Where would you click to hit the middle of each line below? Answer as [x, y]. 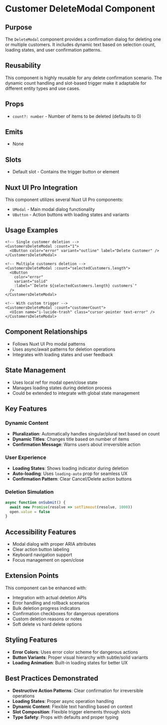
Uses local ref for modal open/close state [55, 382]
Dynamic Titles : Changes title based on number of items [71, 439]
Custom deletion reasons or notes [47, 619]
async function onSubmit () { [35, 502]
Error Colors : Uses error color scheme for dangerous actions [75, 652]
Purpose [19, 27]
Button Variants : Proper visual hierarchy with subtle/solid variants [80, 657]
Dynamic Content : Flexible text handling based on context [73, 706]
